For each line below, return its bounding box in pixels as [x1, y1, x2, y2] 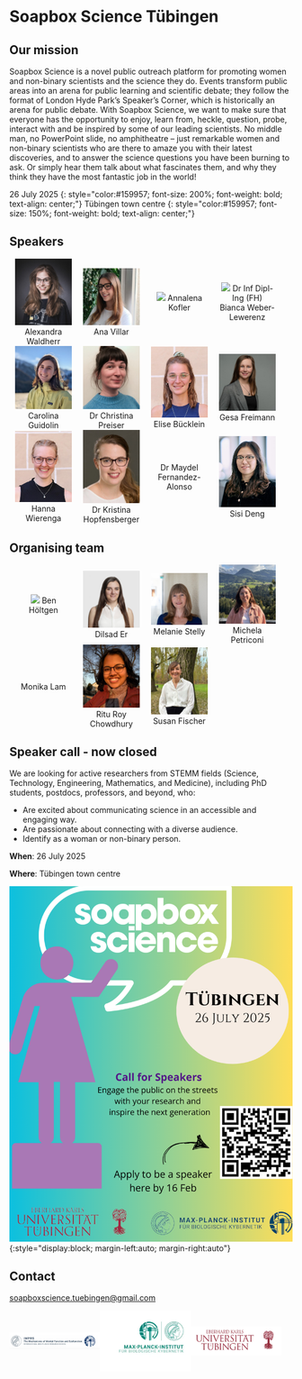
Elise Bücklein [153, 419, 205, 430]
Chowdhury [89, 718, 133, 729]
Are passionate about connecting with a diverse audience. [22, 824, 238, 835]
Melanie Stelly [153, 626, 206, 637]
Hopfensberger [83, 514, 140, 525]
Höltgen [28, 605, 58, 616]
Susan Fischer [152, 715, 207, 726]
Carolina [28, 410, 59, 421]
